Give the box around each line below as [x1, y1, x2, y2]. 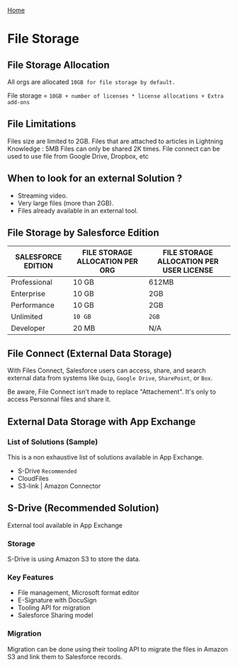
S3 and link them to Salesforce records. [7, 652, 123, 661]
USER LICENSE [162, 266, 214, 275]
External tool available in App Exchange [7, 520, 123, 530]
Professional [11, 278, 53, 287]
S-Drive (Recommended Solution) [7, 502, 159, 514]
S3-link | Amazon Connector [17, 481, 101, 490]
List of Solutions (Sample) [7, 437, 98, 447]
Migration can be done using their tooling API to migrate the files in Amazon [7, 644, 228, 654]
